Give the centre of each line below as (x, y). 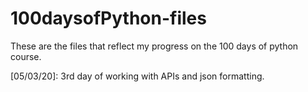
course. (26, 56)
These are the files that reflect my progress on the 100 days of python (154, 46)
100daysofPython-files (108, 18)
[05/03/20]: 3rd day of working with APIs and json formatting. (137, 76)
